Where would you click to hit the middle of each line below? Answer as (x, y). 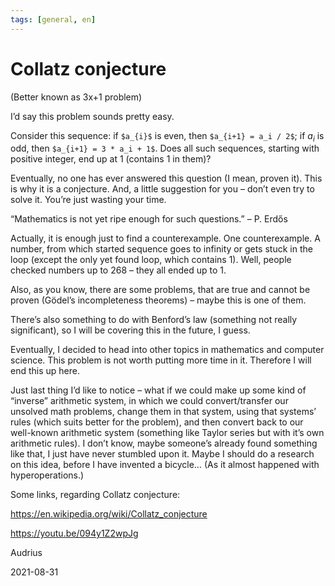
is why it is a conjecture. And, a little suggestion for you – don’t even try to (162, 189)
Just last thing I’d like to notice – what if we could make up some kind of (158, 390)
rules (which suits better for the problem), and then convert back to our (157, 422)
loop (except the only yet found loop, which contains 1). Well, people (151, 260)
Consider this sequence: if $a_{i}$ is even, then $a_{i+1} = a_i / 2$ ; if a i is (167, 136)
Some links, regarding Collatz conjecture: (95, 495)
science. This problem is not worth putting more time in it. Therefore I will (161, 360)
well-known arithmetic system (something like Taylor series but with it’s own (167, 433)
